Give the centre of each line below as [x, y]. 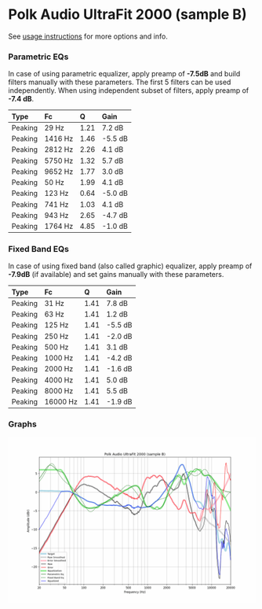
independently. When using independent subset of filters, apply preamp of [129, 90]
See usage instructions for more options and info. [88, 36]
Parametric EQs [38, 57]
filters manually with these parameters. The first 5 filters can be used [120, 82]
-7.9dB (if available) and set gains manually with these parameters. [116, 275]
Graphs [22, 424]
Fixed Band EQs [38, 249]
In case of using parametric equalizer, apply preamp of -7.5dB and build [124, 74]
